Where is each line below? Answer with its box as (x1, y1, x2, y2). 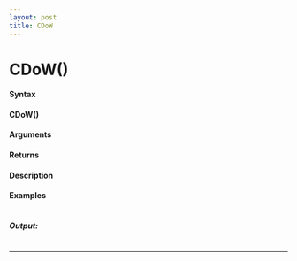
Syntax (9, 89, 36, 100)
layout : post (9, 12, 57, 22)
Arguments (9, 129, 52, 140)
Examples (9, 190, 47, 201)
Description (9, 170, 54, 180)
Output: (9, 220, 39, 231)
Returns (9, 150, 40, 160)
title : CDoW (9, 21, 53, 30)
